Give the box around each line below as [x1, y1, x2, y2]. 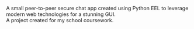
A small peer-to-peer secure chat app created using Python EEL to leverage [6, 5, 189, 11]
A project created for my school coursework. [6, 17, 114, 23]
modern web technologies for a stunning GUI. [6, 11, 116, 18]
